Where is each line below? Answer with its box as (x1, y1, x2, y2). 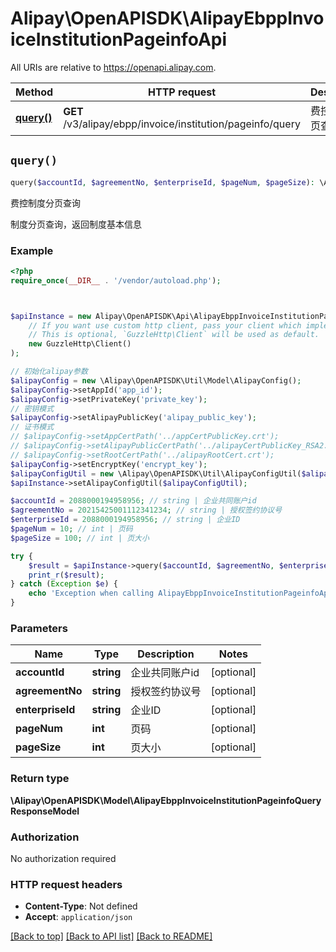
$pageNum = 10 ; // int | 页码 (10, 524, 133, 534)
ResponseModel (10, 805, 80, 817)
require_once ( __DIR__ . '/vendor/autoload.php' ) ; (10, 275, 222, 286)
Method (15, 85, 54, 99)
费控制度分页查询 (10, 197, 81, 209)
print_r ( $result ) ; (28, 570, 105, 580)
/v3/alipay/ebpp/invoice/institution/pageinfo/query (63, 117, 301, 131)
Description (137, 647, 195, 661)
